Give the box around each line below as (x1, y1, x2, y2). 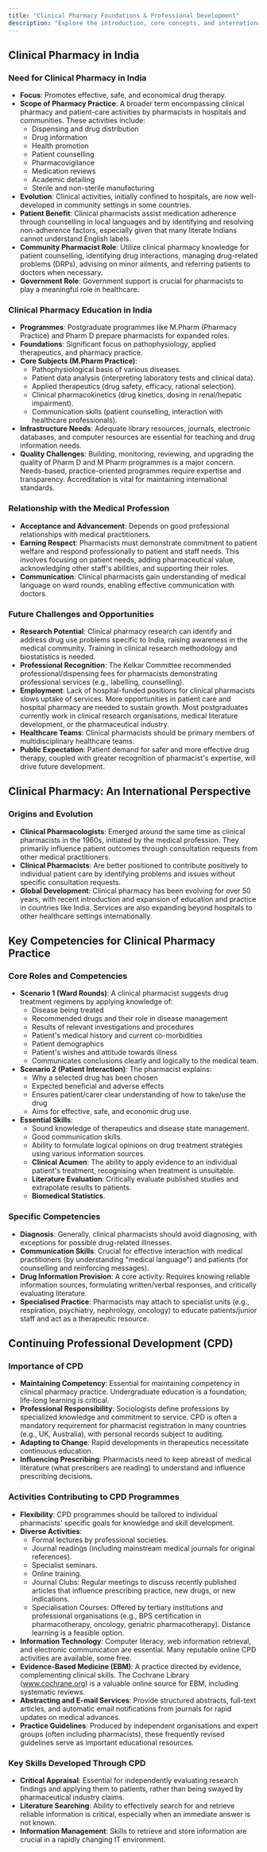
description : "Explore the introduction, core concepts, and (8, 19, 215, 27)
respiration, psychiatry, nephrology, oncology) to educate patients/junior (19, 1305, 257, 1314)
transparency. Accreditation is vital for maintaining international (19, 475, 228, 484)
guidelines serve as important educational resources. (19, 1737, 195, 1747)
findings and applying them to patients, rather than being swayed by (19, 1784, 244, 1794)
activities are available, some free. (19, 1653, 133, 1663)
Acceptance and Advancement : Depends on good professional (19, 521, 230, 530)
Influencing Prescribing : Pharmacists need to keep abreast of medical (19, 1454, 252, 1464)
